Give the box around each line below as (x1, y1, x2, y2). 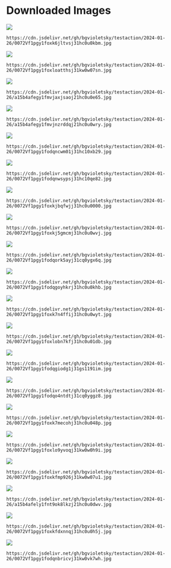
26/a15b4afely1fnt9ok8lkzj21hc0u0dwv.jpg (6, 501, 112, 507)
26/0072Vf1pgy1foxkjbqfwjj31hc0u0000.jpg (6, 203, 112, 209)
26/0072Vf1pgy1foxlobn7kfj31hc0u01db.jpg (6, 338, 112, 344)
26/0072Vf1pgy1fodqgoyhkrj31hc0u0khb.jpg (6, 284, 112, 290)
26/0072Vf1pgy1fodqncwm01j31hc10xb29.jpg (6, 148, 112, 154)
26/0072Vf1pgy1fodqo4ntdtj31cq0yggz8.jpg (6, 393, 112, 399)
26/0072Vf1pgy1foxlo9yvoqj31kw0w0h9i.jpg (6, 447, 112, 453)
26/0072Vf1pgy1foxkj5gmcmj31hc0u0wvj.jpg (6, 230, 112, 236)
